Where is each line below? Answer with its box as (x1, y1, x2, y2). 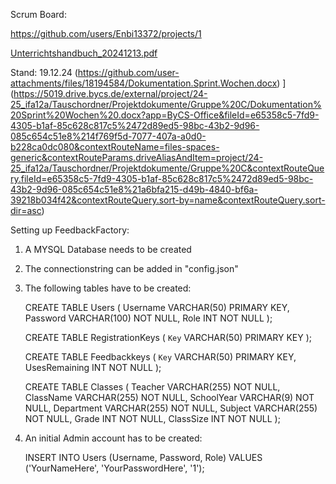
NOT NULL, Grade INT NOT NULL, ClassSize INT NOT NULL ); (24, 413, 281, 424)
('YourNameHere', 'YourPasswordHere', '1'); (24, 462, 205, 474)
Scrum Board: (10, 9, 67, 20)
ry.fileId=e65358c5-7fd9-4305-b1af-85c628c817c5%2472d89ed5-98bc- (10, 173, 314, 184)
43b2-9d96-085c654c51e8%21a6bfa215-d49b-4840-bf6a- (10, 184, 258, 195)
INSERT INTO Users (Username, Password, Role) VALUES (24, 452, 263, 463)
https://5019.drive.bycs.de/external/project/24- (13, 88, 208, 99)
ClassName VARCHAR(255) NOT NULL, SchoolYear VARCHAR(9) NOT (24, 392, 315, 403)
